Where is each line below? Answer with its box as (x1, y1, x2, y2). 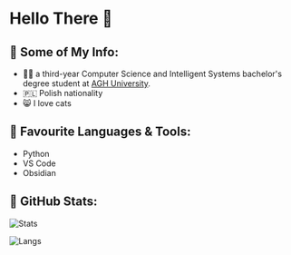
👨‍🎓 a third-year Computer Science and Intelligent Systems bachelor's (22, 68, 283, 79)
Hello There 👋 (9, 8, 113, 29)
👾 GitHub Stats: (9, 194, 98, 210)
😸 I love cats (22, 98, 73, 108)
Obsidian (22, 167, 56, 178)
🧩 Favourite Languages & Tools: (9, 124, 191, 140)
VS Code (22, 158, 56, 169)
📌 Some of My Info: (9, 44, 120, 60)
